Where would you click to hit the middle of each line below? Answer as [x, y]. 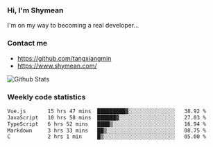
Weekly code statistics [46, 97]
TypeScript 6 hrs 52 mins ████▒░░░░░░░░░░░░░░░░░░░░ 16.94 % [107, 124]
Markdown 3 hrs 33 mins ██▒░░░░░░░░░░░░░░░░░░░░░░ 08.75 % [107, 130]
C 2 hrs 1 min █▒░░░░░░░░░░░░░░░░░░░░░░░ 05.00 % [107, 137]
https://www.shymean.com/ [57, 66]
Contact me [27, 43]
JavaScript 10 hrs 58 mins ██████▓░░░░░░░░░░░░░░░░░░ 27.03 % [107, 117]
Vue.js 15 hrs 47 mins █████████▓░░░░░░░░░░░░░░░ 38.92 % [107, 111]
